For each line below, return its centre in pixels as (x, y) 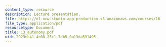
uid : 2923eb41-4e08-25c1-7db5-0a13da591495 (51, 37)
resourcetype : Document (30, 28)
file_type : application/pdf (34, 23)
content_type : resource (30, 10)
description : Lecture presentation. (43, 14)
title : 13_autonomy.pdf (30, 32)
